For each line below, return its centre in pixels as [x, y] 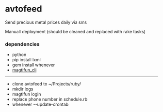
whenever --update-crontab [40, 104]
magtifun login [26, 94]
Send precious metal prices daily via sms [46, 22]
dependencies [22, 44]
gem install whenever [33, 65]
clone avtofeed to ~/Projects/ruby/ [46, 84]
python [19, 55]
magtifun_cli [24, 70]
